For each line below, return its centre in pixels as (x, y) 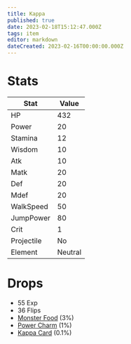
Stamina (24, 138)
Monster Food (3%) (46, 317)
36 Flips (29, 310)
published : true (31, 20)
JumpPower (30, 218)
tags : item (23, 33)
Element (24, 252)
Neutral (69, 252)
